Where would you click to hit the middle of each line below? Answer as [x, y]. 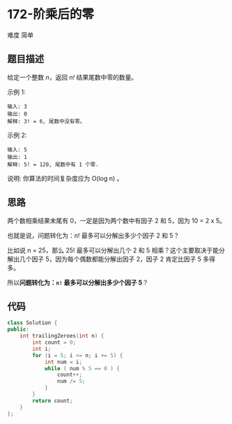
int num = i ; [63, 362]
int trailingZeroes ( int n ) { [62, 336]
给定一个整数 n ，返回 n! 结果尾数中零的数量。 [72, 77]
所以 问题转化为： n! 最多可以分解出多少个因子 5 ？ [78, 282]
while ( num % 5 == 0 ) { [82, 368]
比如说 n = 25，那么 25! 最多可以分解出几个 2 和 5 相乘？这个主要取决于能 [113, 250]
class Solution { [32, 323]
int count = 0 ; [54, 342]
